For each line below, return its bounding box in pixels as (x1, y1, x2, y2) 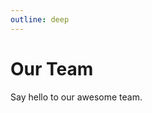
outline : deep (10, 14, 70, 25)
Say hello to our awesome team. (10, 91, 143, 103)
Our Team (10, 57, 94, 80)
